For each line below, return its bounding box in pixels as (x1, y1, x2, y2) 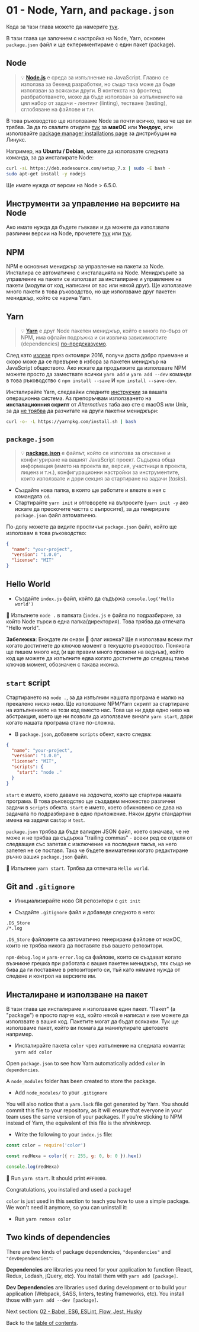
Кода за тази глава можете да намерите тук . (6, 23, 120, 30)
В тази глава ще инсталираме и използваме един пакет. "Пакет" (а (6, 1006, 176, 1013)
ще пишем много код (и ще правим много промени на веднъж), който (6, 648, 184, 655)
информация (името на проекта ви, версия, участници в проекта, (20, 462, 187, 469)
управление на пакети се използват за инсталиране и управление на (6, 276, 182, 283)
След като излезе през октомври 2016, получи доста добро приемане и (6, 351, 188, 358)
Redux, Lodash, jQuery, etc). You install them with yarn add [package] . (6, 1272, 178, 1279)
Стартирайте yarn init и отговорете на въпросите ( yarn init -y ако (14, 499, 188, 506)
